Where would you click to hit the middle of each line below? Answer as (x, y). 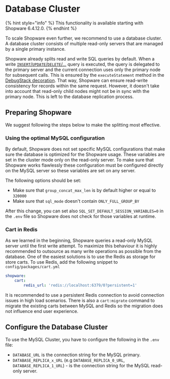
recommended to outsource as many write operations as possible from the (83, 251)
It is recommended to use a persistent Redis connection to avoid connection (85, 295)
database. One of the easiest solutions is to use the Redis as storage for (80, 257)
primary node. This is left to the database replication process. (70, 97)
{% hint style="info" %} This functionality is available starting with (74, 23)
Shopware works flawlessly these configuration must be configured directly (84, 165)
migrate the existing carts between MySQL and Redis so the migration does (84, 306)
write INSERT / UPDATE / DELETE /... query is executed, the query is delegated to (82, 64)
